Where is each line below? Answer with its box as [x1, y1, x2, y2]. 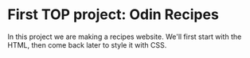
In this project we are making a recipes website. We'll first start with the [7, 32, 242, 41]
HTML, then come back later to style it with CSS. [7, 40, 167, 49]
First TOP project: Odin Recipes [7, 6, 220, 24]
